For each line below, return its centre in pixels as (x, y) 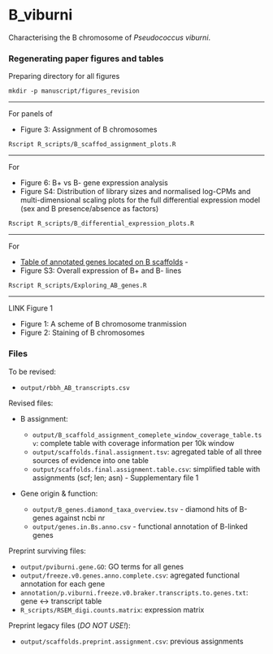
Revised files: (31, 403)
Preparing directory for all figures (64, 76)
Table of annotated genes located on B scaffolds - (104, 262)
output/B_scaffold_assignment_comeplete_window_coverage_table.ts (147, 435)
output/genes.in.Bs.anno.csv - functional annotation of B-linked (140, 526)
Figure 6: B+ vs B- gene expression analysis (94, 183)
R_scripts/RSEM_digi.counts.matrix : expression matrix (112, 609)
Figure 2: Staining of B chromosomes (82, 333)
